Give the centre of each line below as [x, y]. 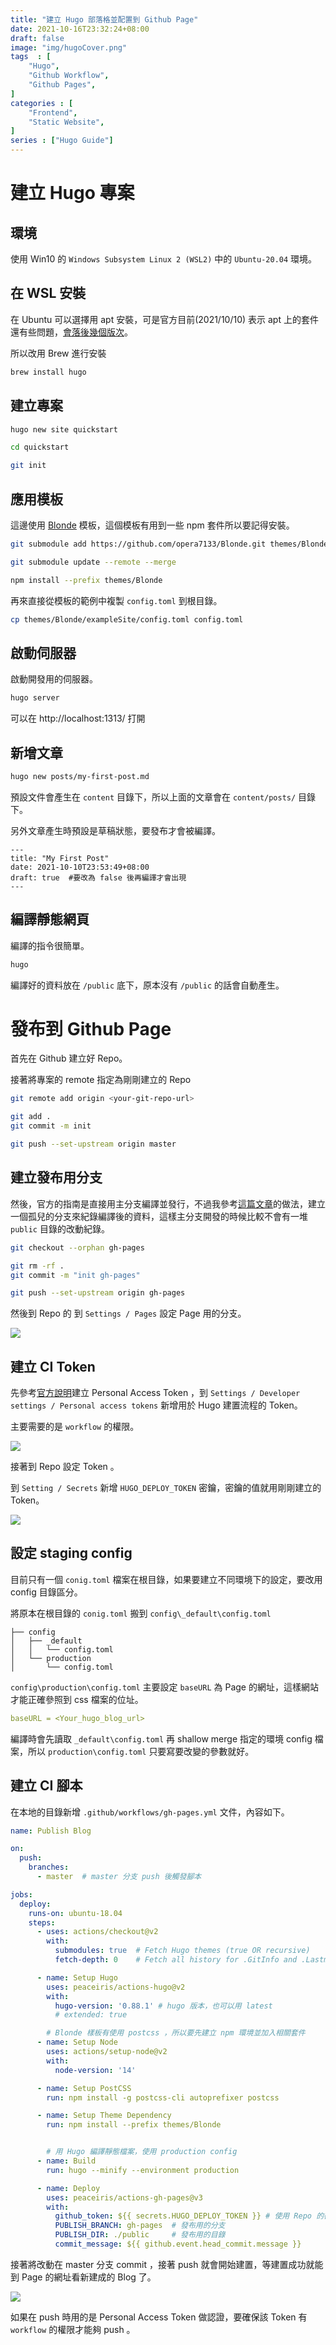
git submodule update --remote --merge [93, 562]
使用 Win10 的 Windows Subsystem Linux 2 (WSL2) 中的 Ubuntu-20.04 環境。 [164, 259]
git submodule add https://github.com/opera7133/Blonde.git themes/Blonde [169, 544]
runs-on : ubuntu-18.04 [75, 1913]
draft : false [37, 38]
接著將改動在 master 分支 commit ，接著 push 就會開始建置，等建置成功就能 [167, 2264]
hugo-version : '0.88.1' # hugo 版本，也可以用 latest [163, 2006]
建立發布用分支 [56, 1177]
